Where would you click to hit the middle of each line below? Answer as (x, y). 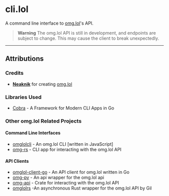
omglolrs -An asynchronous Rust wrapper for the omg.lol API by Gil (82, 188)
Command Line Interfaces (33, 133)
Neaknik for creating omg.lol (42, 84)
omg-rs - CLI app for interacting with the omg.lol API (67, 150)
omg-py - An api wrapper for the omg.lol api (58, 177)
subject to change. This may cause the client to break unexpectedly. (88, 38)
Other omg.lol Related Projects (44, 121)
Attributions (25, 59)
